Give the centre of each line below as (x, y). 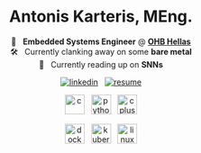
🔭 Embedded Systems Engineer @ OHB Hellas (101, 41)
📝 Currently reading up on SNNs (101, 64)
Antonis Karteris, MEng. (101, 17)
